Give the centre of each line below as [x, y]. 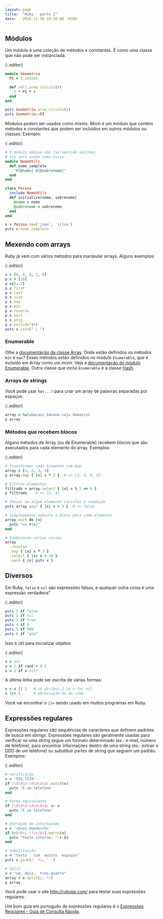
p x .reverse [17, 311]
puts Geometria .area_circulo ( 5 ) [38, 110]
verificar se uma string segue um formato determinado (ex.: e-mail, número [81, 741]
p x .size [14, 297]
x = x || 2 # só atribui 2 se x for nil [49, 689]
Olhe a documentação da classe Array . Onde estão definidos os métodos [78, 352]
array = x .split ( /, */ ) [29, 878]
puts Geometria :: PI [25, 114]
